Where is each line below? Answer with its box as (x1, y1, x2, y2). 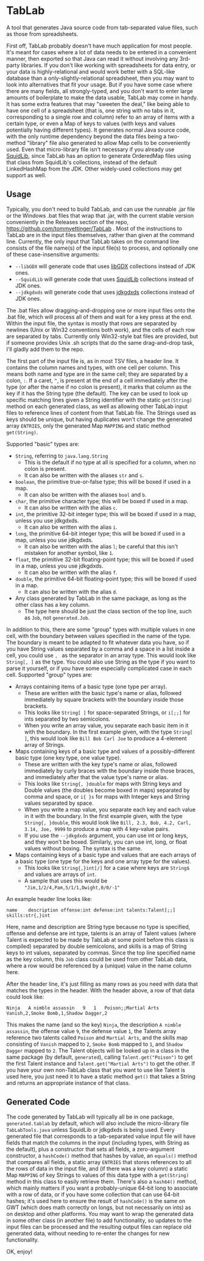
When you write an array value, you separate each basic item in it (24, 721, 189, 729)
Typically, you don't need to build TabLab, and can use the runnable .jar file (6, 205, 195, 213)
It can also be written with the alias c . (24, 504, 118, 511)
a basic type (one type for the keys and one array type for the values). (15, 857, 192, 865)
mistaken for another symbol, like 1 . (24, 549, 114, 556)
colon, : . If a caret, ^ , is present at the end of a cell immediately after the (6, 376, 188, 384)
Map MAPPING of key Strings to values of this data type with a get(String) (6, 1171, 189, 1179)
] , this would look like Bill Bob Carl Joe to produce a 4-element (24, 735, 187, 742)
